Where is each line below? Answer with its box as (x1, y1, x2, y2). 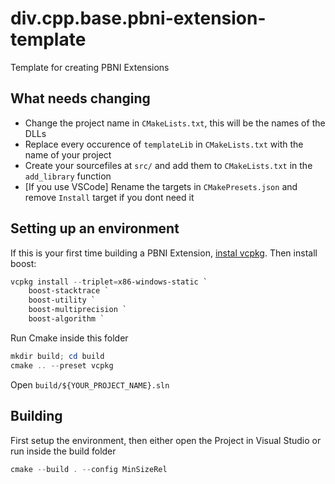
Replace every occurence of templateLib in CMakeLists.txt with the (24, 138, 304, 150)
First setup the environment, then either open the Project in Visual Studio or (10, 434, 322, 446)
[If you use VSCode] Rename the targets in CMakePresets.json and (24, 180, 298, 192)
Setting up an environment (10, 220, 180, 237)
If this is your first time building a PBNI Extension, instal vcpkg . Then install (10, 247, 318, 259)
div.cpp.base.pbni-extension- (10, 7, 267, 30)
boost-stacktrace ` (28, 286, 110, 296)
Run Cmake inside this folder (10, 332, 129, 344)
